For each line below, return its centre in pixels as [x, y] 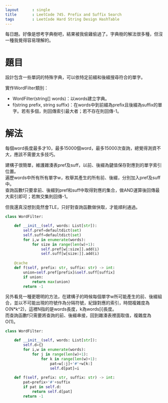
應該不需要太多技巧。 [36, 155]
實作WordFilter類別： [27, 88]
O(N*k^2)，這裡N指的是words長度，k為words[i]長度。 [61, 309]
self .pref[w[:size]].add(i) [70, 249]
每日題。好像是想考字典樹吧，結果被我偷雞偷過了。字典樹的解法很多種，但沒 [84, 34]
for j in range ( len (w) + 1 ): [60, 354]
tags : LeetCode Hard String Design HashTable [62, 19]
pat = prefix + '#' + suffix [47, 382]
